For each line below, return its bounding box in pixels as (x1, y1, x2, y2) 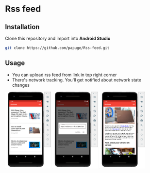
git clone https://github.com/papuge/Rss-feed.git (5, 46, 110, 50)
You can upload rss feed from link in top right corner (12, 72, 117, 78)
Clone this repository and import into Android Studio (5, 35, 111, 41)
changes (12, 82, 30, 88)
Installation (5, 23, 40, 31)
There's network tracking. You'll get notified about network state (12, 77, 142, 83)
